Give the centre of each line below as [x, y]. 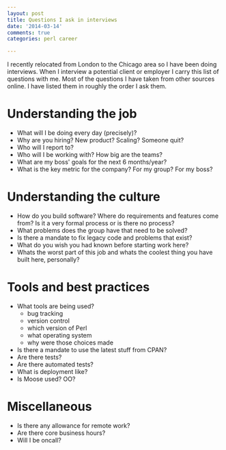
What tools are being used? [55, 306]
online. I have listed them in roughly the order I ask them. [87, 86]
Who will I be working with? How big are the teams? [89, 155]
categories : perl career [42, 39]
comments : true [29, 33]
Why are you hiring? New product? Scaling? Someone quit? [100, 140]
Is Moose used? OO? [46, 379]
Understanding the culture [84, 197]
